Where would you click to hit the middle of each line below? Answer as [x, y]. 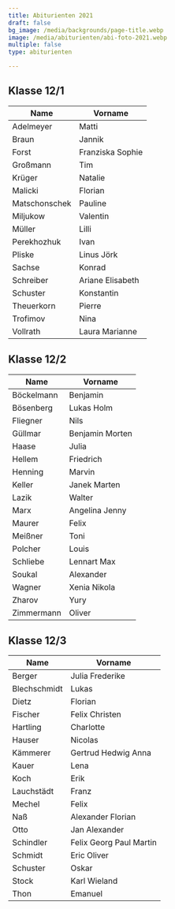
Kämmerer [32, 753]
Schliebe [28, 561]
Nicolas [84, 740]
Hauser [26, 740]
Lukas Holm [91, 408]
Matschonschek [42, 203]
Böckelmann [35, 395]
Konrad [92, 267]
